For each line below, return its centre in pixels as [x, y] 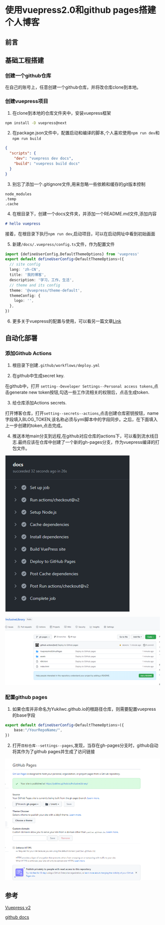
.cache [12, 204]
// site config [25, 264]
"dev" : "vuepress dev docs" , [44, 159]
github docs [17, 917]
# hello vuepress [23, 224]
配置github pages [26, 697]
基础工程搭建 [25, 60]
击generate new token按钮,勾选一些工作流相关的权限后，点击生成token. [77, 392]
